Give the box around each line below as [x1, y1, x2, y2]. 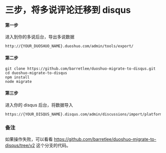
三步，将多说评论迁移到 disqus [5, 4, 131, 16]
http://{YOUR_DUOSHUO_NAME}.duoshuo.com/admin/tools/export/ [5, 44, 134, 49]
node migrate [5, 79, 32, 84]
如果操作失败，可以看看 [5, 136, 53, 142]
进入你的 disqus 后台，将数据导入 [5, 102, 73, 108]
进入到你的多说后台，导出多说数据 [5, 34, 75, 40]
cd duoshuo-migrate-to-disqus [5, 70, 68, 76]
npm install [5, 75, 30, 79]
